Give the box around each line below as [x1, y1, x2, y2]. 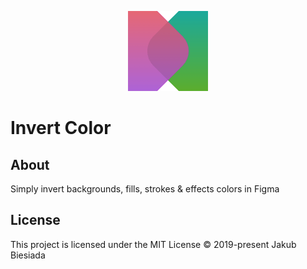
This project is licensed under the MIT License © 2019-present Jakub [10, 238, 297, 250]
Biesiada [10, 249, 46, 261]
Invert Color [10, 117, 112, 140]
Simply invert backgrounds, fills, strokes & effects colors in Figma [10, 183, 280, 195]
